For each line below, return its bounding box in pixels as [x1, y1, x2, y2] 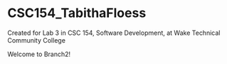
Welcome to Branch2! [7, 50, 71, 58]
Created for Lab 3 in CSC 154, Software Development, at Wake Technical [7, 28, 221, 37]
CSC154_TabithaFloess [7, 5, 147, 21]
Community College [7, 36, 66, 44]
